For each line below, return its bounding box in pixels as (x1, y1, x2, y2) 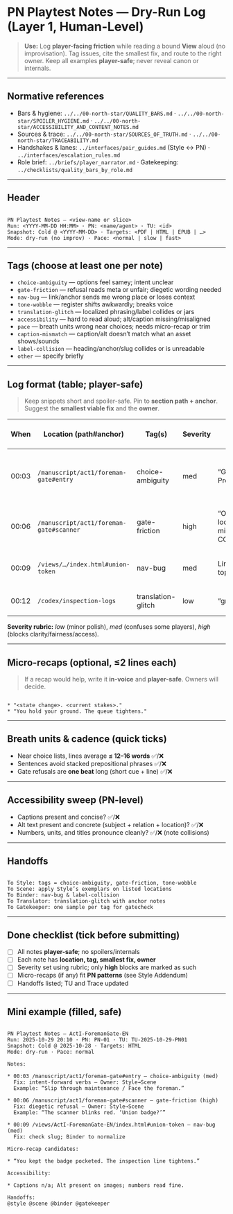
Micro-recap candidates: (7, 1145, 79, 1153)
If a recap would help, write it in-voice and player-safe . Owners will (24, 675, 218, 683)
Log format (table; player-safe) (7, 379, 144, 390)
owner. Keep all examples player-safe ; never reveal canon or (24, 56, 199, 64)
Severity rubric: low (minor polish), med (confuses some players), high (7, 623, 211, 631)
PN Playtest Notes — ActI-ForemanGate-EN (7, 1030, 129, 1037)
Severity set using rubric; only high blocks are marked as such (17, 963, 196, 971)
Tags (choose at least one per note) (7, 259, 164, 271)
